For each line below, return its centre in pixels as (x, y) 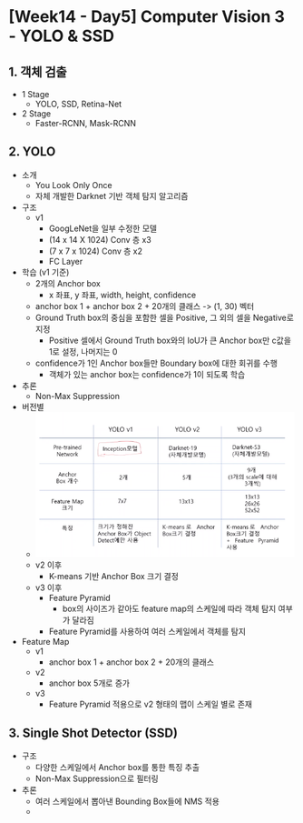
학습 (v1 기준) (45, 272)
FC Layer (66, 261)
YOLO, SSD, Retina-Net (78, 104)
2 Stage (36, 114)
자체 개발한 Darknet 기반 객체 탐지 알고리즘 (112, 196)
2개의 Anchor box (68, 283)
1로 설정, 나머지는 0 (83, 351)
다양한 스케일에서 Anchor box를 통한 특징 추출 (117, 768)
